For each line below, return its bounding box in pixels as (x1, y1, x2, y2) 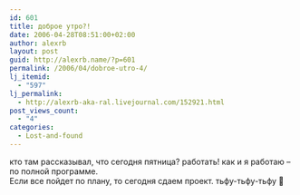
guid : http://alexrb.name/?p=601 (9, 55, 136, 64)
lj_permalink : (9, 89, 63, 98)
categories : (9, 123, 54, 132)
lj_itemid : (9, 73, 51, 82)
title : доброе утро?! (9, 22, 92, 31)
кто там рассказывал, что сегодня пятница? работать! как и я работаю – (9, 156, 292, 167)
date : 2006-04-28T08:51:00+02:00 (9, 30, 136, 39)
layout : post (9, 47, 59, 56)
